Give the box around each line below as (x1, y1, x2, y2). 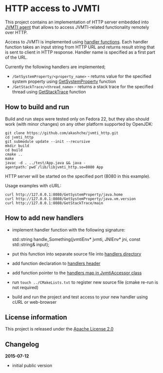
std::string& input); (12, 241, 50, 247)
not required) (12, 284, 39, 290)
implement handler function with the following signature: (12, 227, 126, 233)
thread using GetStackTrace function (12, 89, 86, 95)
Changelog (5, 340, 39, 349)
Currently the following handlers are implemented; (5, 64, 106, 70)
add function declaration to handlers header (12, 260, 101, 266)
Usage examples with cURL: (5, 182, 62, 188)
